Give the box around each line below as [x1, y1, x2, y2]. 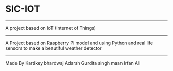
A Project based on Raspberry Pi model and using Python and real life [5, 40, 153, 46]
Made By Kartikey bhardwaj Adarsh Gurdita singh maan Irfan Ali [5, 60, 141, 66]
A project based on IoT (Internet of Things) [5, 25, 96, 31]
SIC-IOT [5, 3, 40, 15]
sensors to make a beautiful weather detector [5, 45, 102, 51]
